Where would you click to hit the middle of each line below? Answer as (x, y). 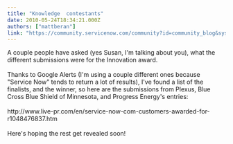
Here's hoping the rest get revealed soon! (67, 134)
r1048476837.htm (32, 119)
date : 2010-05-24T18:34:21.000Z (54, 20)
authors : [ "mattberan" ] (42, 26)
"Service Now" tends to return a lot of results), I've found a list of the (105, 82)
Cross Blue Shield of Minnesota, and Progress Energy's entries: (98, 97)
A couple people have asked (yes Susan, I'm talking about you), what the (111, 53)
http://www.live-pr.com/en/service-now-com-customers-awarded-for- (109, 111)
